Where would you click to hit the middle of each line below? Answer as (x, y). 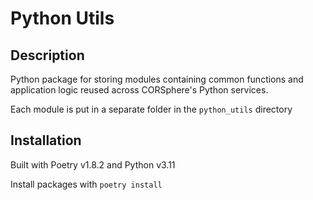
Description (47, 55)
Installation (46, 140)
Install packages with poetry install (86, 184)
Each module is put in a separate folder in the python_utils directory (151, 109)
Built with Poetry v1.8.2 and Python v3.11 (93, 164)
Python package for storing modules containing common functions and (157, 79)
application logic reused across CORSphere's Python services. (139, 90)
